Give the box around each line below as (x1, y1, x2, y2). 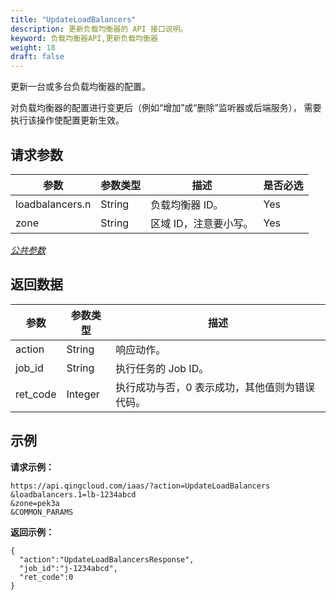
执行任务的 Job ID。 (115, 361, 210, 375)
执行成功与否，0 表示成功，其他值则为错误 (115, 380, 315, 394)
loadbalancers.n (15, 197, 92, 211)
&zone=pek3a (10, 498, 60, 508)
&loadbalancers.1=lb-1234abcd (10, 489, 137, 500)
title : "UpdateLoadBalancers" (10, 14, 137, 25)
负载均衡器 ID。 (150, 197, 224, 211)
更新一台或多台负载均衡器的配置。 (10, 81, 151, 93)
